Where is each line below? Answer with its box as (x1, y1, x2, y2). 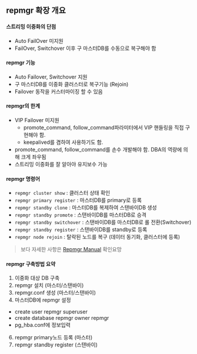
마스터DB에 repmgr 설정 (14, 296, 72, 304)
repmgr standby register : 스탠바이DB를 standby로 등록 (14, 226, 148, 233)
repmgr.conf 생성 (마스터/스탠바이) (14, 289, 96, 296)
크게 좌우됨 (21, 153, 46, 160)
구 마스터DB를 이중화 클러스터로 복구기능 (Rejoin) (14, 80, 129, 87)
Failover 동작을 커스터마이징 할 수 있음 (14, 87, 103, 95)
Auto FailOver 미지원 (14, 37, 64, 44)
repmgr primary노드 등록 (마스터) (14, 334, 93, 341)
